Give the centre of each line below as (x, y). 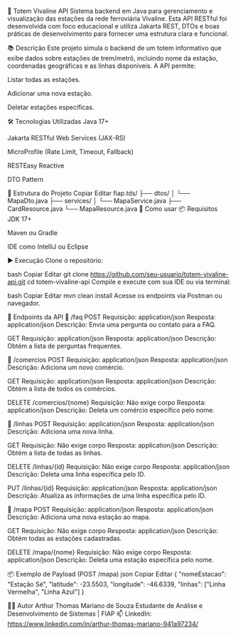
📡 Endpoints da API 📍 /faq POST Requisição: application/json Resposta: (112, 317)
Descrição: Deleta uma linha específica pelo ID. (76, 474)
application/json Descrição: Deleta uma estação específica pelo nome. (111, 560)
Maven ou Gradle (33, 233)
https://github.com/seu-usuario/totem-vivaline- (159, 274)
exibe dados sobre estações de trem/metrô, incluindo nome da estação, (113, 58)
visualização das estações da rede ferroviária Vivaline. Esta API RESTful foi (117, 19)
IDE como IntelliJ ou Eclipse (48, 247)
